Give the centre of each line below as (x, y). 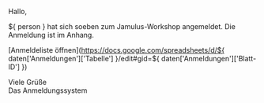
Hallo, (18, 11)
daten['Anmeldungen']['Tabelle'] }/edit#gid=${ (84, 59)
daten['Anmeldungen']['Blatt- (209, 59)
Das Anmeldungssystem (48, 90)
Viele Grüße (28, 82)
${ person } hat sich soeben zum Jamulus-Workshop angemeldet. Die (122, 26)
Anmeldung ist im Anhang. (51, 35)
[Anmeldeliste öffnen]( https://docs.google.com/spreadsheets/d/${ (117, 50)
